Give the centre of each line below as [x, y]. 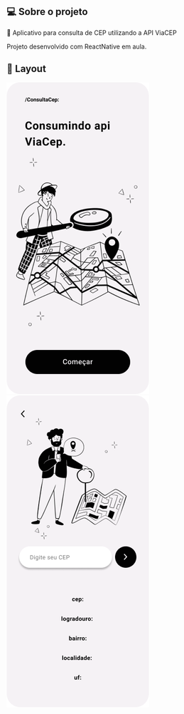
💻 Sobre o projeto [47, 12]
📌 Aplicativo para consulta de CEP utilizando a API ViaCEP [92, 32]
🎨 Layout [27, 69]
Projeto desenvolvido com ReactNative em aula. [77, 46]
